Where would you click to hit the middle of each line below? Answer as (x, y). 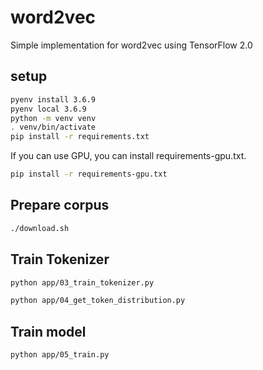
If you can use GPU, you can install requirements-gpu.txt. (128, 156)
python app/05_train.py (60, 355)
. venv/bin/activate (53, 127)
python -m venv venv (53, 118)
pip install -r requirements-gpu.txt (89, 174)
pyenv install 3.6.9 (53, 99)
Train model (48, 331)
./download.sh (40, 228)
